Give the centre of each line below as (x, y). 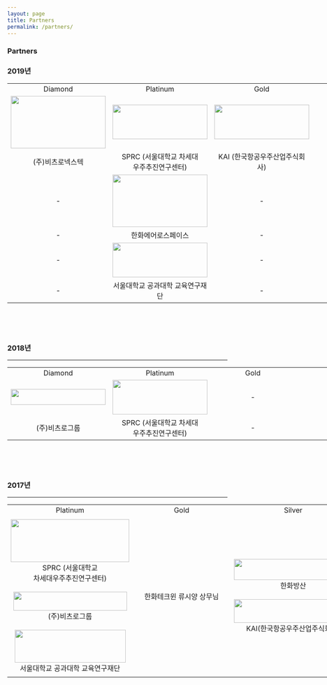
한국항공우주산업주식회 (269, 157)
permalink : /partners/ (40, 27)
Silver (293, 510)
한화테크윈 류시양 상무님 (182, 597)
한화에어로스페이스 (160, 235)
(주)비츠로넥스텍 (58, 161)
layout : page (26, 14)
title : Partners (31, 20)
